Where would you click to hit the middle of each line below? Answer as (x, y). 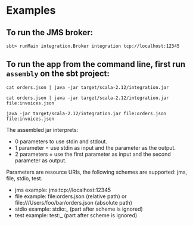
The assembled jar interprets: (42, 130)
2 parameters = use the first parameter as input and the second (93, 154)
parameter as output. (41, 160)
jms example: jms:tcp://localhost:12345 (63, 190)
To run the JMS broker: (50, 33)
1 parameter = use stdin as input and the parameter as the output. (95, 147)
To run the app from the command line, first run (96, 64)
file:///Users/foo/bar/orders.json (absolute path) (74, 202)
